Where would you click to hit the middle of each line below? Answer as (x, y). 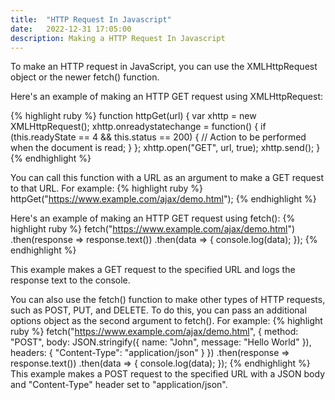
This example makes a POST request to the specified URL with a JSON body (168, 374)
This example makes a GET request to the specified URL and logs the (153, 270)
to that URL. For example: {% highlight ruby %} (107, 188)
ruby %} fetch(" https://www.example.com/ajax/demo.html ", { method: (154, 332)
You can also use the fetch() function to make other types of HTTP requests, (168, 300)
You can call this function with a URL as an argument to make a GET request (167, 178)
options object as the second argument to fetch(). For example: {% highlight (166, 321)
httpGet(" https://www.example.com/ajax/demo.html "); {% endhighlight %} (163, 199)
